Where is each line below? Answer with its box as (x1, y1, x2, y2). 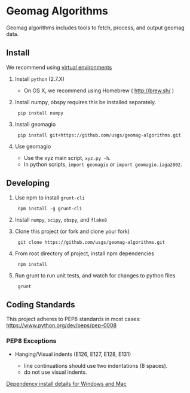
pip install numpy (17, 110, 64, 116)
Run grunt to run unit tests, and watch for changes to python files (14, 271, 176, 279)
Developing (6, 178, 50, 188)
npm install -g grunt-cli (17, 205, 82, 211)
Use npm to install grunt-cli (14, 194, 85, 201)
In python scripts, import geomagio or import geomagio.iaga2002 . (23, 161, 182, 168)
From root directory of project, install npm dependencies (14, 250, 154, 257)
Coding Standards (6, 300, 75, 310)
